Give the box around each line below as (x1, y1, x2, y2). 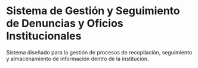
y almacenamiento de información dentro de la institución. (6, 55, 149, 62)
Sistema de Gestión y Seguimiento (6, 4, 180, 18)
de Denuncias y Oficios (6, 17, 123, 30)
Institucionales (6, 30, 82, 43)
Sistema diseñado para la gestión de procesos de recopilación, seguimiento (6, 48, 193, 56)
